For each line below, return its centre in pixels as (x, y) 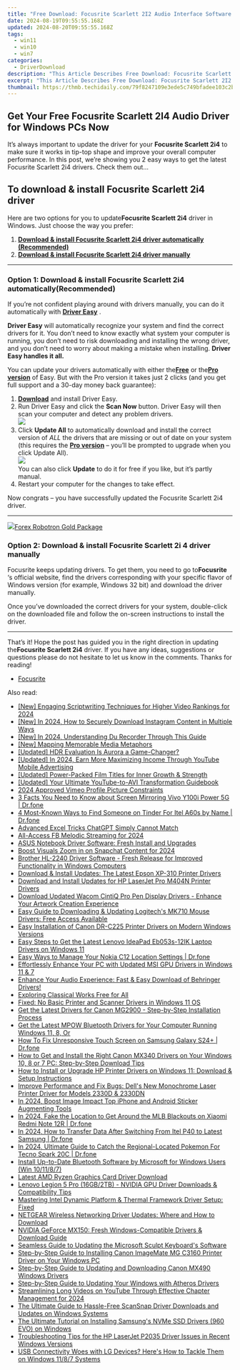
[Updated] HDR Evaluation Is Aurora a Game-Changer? (99, 752)
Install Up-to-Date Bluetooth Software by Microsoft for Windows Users (122, 1162)
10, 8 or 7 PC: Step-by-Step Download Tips (81, 1063)
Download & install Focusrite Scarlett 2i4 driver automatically (111, 239)
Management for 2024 (51, 1299)
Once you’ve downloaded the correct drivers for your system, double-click (117, 606)
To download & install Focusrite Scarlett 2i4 (106, 190)
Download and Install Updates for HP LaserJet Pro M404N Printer (114, 881)
